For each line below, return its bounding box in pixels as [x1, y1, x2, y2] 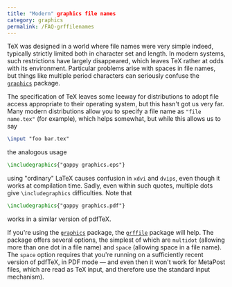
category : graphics [7, 17, 64, 24]
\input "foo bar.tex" [7, 136, 70, 142]
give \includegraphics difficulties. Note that [7, 189, 132, 197]
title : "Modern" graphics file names [7, 10, 116, 17]
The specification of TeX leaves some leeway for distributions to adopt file [7, 92, 220, 101]
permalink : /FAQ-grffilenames [7, 23, 95, 30]
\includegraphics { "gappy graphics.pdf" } [7, 202, 126, 209]
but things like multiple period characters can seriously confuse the [7, 72, 199, 80]
